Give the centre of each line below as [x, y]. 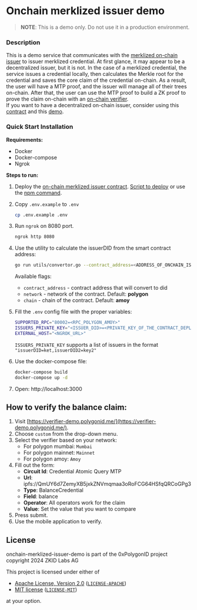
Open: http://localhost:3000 [48, 389]
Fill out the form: [34, 465]
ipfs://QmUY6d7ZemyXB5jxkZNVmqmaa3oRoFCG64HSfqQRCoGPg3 [107, 484]
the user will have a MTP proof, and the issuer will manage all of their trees [96, 87]
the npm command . [38, 193]
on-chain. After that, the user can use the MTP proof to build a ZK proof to [96, 93]
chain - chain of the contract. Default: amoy [77, 300]
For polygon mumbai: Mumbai [58, 446]
